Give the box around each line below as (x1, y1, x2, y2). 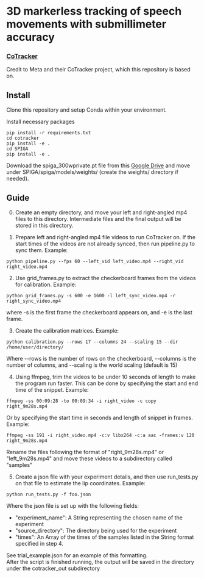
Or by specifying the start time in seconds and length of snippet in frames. (6, 414, 193, 422)
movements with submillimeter (6, 17, 166, 31)
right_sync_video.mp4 (6, 298, 62, 305)
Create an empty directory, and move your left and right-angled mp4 (15, 209, 188, 216)
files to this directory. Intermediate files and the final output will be (15, 215, 181, 223)
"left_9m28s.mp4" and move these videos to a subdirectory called (6, 455, 172, 462)
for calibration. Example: (15, 281, 77, 288)
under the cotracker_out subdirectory (6, 565, 100, 572)
